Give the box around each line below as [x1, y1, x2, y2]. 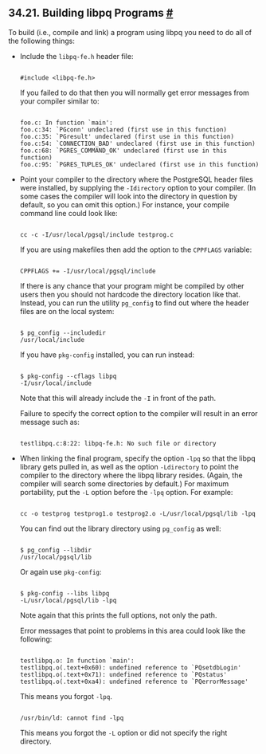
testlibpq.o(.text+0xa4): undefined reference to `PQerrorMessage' [19, 677, 248, 685]
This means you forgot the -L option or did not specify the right [19, 728, 228, 737]
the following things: [8, 36, 76, 45]
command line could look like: [19, 208, 118, 218]
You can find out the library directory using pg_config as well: [19, 524, 221, 533]
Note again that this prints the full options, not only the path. [19, 610, 217, 620]
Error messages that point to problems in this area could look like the [19, 626, 246, 635]
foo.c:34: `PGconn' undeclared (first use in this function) [19, 125, 228, 134]
